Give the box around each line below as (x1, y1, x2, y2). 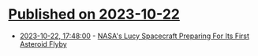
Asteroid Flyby (19, 39, 67, 48)
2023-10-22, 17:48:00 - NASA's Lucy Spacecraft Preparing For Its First (19, 31, 250, 40)
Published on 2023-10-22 (8, 5, 180, 23)
